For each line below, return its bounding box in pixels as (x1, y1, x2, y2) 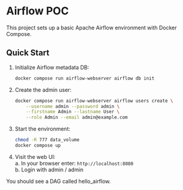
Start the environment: (14, 125, 71, 132)
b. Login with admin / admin (14, 166, 84, 173)
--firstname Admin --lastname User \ (26, 109, 120, 115)
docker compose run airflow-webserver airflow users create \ (14, 98, 173, 104)
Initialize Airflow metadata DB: (14, 64, 90, 71)
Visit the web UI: (14, 153, 56, 160)
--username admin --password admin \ (26, 103, 120, 109)
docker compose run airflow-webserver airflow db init (14, 75, 155, 82)
